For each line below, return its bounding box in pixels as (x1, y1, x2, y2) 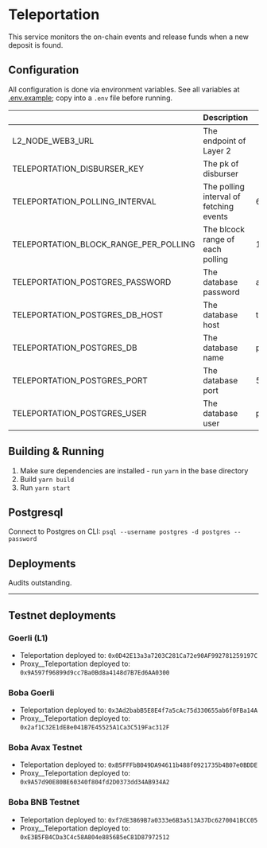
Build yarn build (19, 474, 75, 484)
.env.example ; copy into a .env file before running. (8, 93, 173, 103)
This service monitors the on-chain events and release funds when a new (8, 32, 249, 41)
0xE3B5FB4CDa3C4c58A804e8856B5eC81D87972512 (19, 833, 170, 841)
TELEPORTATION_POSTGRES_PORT (12, 375, 149, 386)
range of (202, 233, 235, 244)
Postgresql (8, 505, 64, 519)
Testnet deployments (8, 609, 117, 622)
